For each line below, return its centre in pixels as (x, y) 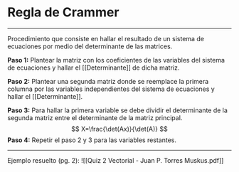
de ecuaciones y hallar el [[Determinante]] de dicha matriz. (94, 68)
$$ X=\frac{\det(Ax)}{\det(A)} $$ (119, 129)
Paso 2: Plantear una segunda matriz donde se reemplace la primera (108, 81)
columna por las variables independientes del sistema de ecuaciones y (111, 89)
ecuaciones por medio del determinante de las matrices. (90, 46)
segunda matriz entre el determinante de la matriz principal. (95, 117)
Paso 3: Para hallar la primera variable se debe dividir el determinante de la (117, 110)
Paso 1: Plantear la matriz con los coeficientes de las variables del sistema (116, 60)
